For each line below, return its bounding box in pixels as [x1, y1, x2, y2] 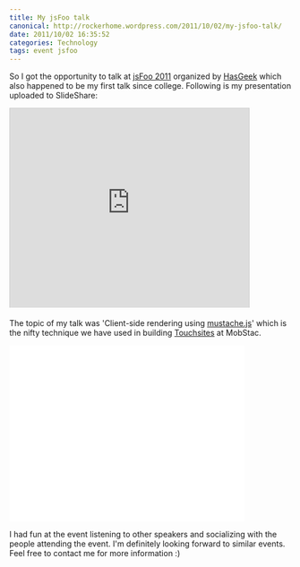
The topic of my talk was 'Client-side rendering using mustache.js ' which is [9, 318, 287, 329]
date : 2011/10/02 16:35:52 [9, 30, 110, 39]
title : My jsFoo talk [9, 13, 90, 22]
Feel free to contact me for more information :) [9, 548, 181, 559]
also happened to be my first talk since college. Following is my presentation [9, 81, 292, 91]
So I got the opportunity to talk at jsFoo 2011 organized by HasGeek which [9, 71, 282, 82]
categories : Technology [9, 38, 99, 47]
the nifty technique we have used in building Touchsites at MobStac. [9, 328, 261, 339]
